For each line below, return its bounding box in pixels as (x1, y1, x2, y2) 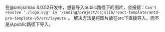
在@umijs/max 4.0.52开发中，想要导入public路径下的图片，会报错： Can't (5, 4, 157, 10)
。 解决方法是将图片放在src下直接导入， (68, 15, 150, 21)
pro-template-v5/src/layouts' (5, 16, 69, 21)
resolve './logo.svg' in (5, 10, 57, 15)
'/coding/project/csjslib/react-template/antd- (59, 10, 160, 15)
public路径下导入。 (14, 21, 54, 27)
